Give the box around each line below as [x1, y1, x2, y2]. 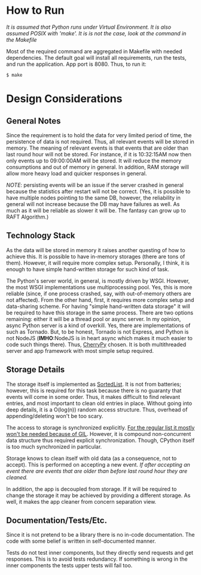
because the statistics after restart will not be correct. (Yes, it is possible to [6, 187, 191, 195]
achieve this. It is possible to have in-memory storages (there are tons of [6, 253, 185, 260]
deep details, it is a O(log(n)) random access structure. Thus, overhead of [6, 405, 188, 413]
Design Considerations [6, 92, 123, 105]
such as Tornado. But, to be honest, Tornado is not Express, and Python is [6, 328, 189, 335]
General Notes [6, 116, 61, 126]
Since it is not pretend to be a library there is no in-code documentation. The [6, 531, 195, 538]
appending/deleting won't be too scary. [6, 412, 103, 419]
